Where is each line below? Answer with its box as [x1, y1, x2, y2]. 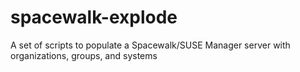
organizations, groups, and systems [10, 49, 158, 61]
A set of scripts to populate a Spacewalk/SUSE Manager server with [10, 39, 291, 51]
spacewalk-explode [10, 6, 178, 29]
